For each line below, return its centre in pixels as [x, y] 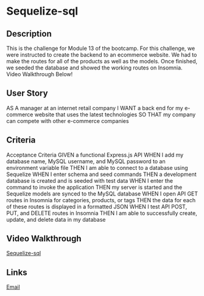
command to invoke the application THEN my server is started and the [94, 187]
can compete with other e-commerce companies [68, 121]
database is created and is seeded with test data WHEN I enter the [90, 180]
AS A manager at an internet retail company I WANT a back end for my [95, 108]
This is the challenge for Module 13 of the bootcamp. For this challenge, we [101, 48]
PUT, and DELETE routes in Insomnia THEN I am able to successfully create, [102, 213]
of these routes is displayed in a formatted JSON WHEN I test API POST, [97, 206]
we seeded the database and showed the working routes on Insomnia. [94, 68]
